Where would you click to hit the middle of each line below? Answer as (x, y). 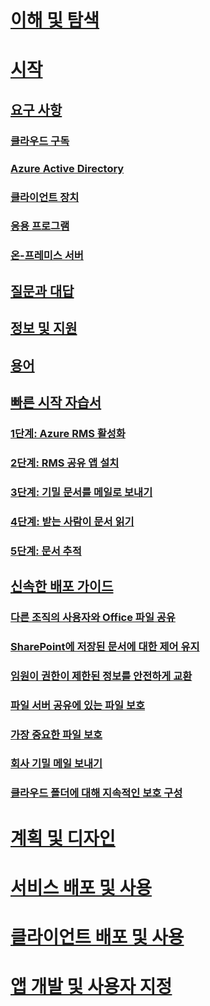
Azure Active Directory (67, 168)
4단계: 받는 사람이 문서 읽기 (72, 521)
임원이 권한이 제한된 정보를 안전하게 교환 (101, 676)
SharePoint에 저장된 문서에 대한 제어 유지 (105, 646)
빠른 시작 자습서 (56, 402)
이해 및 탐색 (55, 20)
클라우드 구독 (40, 141)
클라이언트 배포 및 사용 (97, 937)
